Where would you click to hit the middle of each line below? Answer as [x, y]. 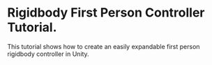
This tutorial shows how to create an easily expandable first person [104, 46]
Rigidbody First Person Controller [106, 13]
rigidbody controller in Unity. [48, 54]
